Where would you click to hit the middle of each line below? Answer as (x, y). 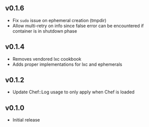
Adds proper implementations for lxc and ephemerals (67, 64)
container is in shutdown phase (45, 31)
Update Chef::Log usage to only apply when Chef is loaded (73, 92)
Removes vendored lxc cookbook (47, 59)
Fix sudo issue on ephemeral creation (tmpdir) (59, 20)
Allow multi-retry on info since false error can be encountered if (78, 26)
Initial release (26, 120)
